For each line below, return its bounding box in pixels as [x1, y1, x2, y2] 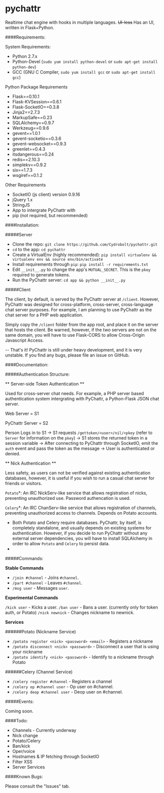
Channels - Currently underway [12, 727, 76, 733]
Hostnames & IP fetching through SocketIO [12, 753, 99, 759]
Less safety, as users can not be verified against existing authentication [5, 470, 151, 476]
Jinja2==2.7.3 [12, 109, 40, 115]
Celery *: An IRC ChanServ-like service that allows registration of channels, [5, 505, 157, 511]
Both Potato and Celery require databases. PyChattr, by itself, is [12, 520, 142, 526]
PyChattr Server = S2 [5, 420, 48, 426]
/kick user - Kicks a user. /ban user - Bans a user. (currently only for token [5, 604, 159, 610]
